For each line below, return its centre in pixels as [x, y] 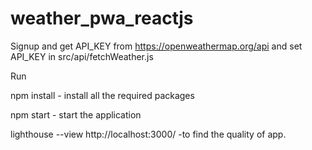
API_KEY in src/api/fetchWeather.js [82, 56]
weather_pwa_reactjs [102, 18]
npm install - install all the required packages [102, 95]
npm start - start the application [76, 114]
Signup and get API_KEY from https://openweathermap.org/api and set [156, 46]
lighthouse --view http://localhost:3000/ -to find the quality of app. [148, 134]
